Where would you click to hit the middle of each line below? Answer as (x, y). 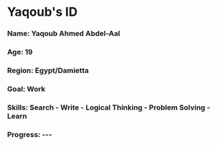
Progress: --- (30, 134)
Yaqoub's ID (42, 12)
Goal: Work (27, 89)
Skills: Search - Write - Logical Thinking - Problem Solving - (109, 107)
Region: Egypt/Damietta (48, 70)
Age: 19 (20, 52)
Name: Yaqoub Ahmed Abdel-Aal (64, 34)
